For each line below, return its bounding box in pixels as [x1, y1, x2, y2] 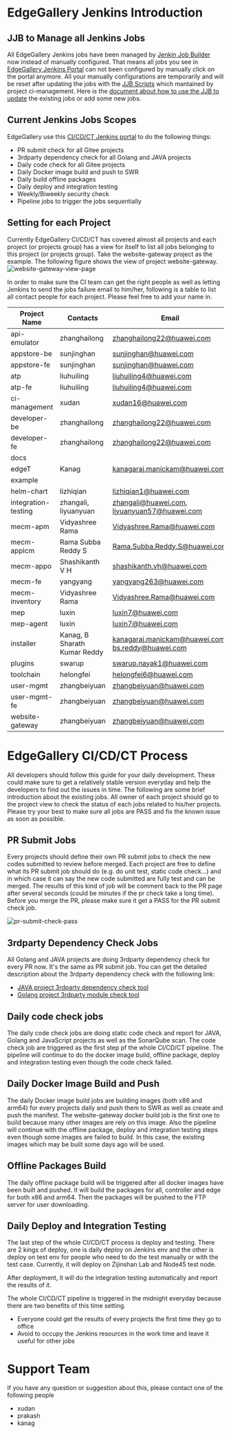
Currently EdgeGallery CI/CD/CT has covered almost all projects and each [7, 235, 217, 244]
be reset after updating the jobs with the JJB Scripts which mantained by [7, 80, 214, 87]
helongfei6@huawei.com [112, 670, 194, 679]
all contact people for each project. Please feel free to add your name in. [7, 292, 212, 301]
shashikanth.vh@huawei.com [112, 561, 208, 570]
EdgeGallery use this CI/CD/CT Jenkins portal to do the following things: [7, 132, 212, 140]
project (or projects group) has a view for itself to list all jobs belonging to [7, 242, 214, 250]
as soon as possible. [7, 814, 65, 823]
